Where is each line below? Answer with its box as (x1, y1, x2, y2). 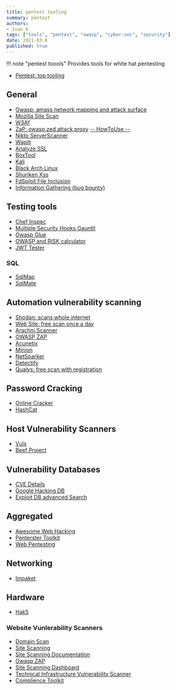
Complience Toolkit (15, 677, 64, 684)
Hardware (6, 592, 45, 603)
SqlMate (15, 279, 37, 287)
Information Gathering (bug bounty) (15, 184, 105, 191)
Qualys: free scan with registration (15, 366, 102, 373)
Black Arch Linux (15, 164, 58, 171)
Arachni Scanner (15, 326, 58, 334)
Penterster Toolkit (15, 534, 60, 541)
